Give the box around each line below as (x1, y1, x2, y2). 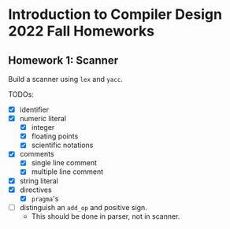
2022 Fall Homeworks (8, 22, 155, 40)
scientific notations (31, 140, 94, 150)
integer (31, 123, 55, 132)
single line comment (31, 158, 97, 168)
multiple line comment (31, 167, 104, 176)
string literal (19, 175, 59, 186)
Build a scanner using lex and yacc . (8, 75, 124, 83)
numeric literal (19, 114, 67, 124)
